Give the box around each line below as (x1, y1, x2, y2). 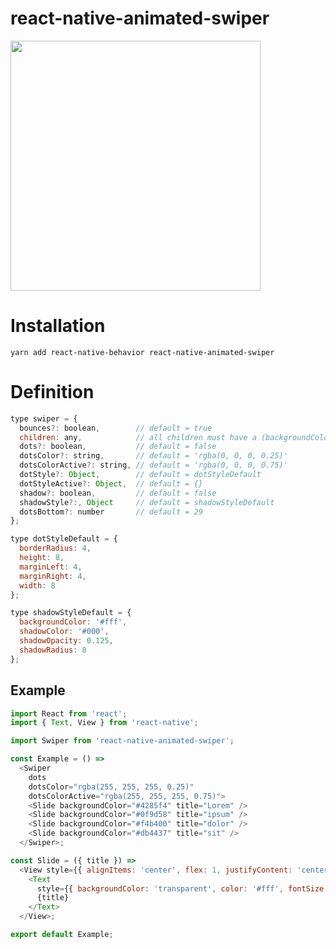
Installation (10, 315, 106, 337)
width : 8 (19, 580, 56, 591)
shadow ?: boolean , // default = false (19, 488, 217, 498)
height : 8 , (19, 553, 65, 563)
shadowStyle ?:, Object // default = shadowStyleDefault (19, 497, 275, 507)
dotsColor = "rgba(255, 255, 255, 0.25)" (28, 782, 195, 792)
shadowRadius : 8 (19, 645, 87, 655)
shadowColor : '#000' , (19, 627, 110, 637)
